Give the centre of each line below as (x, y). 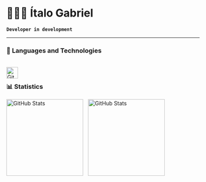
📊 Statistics (25, 87)
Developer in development (39, 29)
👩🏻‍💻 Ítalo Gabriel (50, 13)
